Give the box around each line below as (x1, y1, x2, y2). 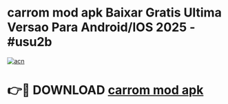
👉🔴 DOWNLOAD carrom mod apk (7, 83, 204, 98)
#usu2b (7, 34, 53, 50)
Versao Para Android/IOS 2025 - (7, 19, 196, 35)
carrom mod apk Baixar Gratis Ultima (7, 5, 222, 21)
